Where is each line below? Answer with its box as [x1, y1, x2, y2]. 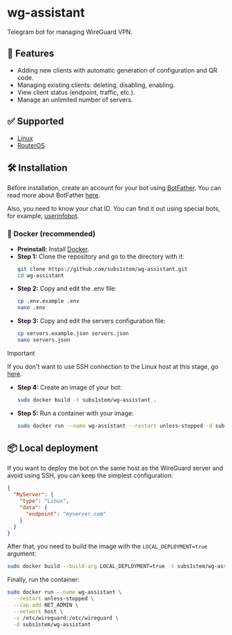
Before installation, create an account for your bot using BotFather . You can [7, 184, 222, 192]
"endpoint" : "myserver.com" [25, 510, 107, 518]
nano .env [17, 304, 46, 312]
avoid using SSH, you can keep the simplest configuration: [7, 471, 174, 480]
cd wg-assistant [17, 272, 64, 279]
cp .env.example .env [17, 298, 79, 305]
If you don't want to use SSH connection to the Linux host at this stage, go [7, 362, 219, 370]
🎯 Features [7, 48, 55, 59]
